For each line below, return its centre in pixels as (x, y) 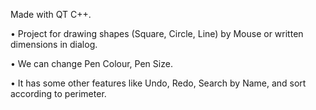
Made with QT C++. (51, 14)
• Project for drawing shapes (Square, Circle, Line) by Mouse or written (157, 33)
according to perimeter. (58, 93)
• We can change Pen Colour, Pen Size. (91, 63)
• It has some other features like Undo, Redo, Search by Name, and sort (158, 83)
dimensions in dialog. (54, 44)
